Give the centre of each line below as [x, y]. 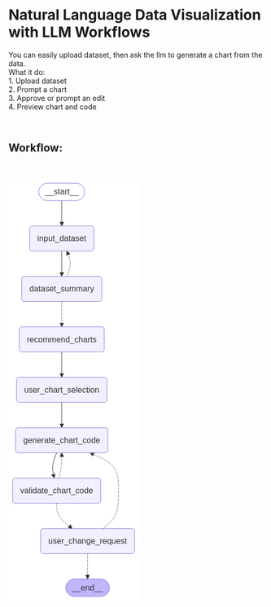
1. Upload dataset [38, 81]
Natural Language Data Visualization [135, 15]
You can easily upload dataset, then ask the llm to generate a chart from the [135, 55]
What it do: [27, 72]
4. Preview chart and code [52, 107]
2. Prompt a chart [38, 89]
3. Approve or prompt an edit [57, 98]
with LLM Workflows [79, 32]
